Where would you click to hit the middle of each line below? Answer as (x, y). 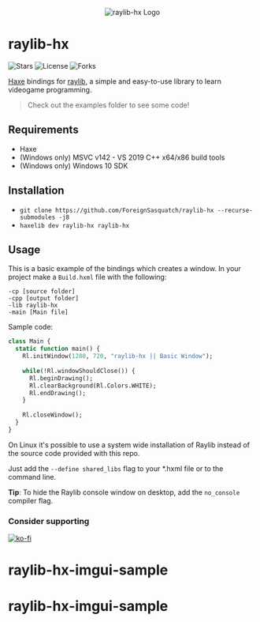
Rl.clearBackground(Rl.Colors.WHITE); (93, 386)
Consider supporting (49, 521)
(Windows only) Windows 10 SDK (74, 165)
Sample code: (31, 327)
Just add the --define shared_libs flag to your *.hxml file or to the (116, 468)
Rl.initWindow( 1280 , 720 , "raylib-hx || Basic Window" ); (118, 356)
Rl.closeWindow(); (52, 415)
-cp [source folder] (42, 292)
